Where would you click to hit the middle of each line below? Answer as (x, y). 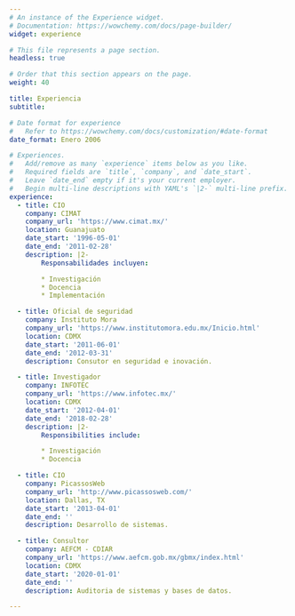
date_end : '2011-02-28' (69, 246)
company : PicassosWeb (65, 484)
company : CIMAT (53, 213)
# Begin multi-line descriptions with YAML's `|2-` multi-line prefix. (149, 188)
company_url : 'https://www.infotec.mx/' (101, 394)
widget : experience (45, 34)
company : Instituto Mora (71, 320)
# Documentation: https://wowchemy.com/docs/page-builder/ (121, 26)
